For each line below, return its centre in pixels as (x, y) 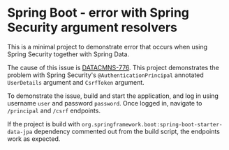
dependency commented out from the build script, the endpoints (127, 131)
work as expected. (34, 139)
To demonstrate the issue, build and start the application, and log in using (113, 96)
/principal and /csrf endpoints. (54, 110)
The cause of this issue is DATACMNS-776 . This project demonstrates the (113, 67)
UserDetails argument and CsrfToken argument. (76, 82)
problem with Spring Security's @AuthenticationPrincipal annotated (105, 75)
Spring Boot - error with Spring (98, 13)
